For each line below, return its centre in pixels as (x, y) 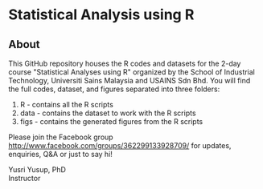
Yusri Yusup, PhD (37, 169)
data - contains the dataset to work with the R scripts (108, 113)
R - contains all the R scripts (67, 105)
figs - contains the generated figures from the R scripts (111, 121)
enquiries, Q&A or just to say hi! (60, 154)
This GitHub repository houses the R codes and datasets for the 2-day (125, 63)
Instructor (25, 178)
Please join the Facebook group (61, 137)
